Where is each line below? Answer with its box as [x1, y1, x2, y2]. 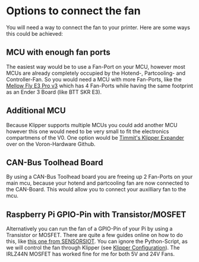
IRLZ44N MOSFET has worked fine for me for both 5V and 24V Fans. [6, 251, 175, 258]
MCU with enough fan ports [6, 48, 111, 58]
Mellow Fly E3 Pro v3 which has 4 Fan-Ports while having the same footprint [6, 82, 193, 89]
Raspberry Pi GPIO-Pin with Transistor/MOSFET [6, 209, 187, 219]
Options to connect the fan [6, 4, 141, 18]
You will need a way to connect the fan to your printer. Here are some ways [6, 24, 190, 31]
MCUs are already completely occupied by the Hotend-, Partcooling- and [6, 70, 186, 77]
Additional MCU [6, 106, 67, 116]
